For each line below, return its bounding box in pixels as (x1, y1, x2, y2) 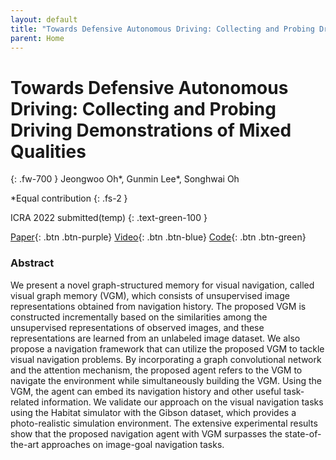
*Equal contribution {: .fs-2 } (10, 192, 128, 205)
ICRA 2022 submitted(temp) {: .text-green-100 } (10, 212, 208, 224)
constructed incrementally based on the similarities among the (10, 311, 268, 323)
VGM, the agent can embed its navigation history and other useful (10, 385, 282, 397)
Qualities (10, 140, 87, 163)
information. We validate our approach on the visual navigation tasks (41, 396, 324, 408)
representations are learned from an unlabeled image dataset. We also (10, 332, 301, 344)
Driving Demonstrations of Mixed (10, 119, 292, 141)
